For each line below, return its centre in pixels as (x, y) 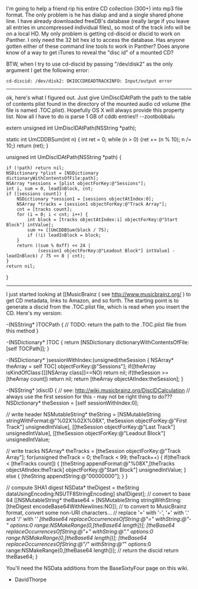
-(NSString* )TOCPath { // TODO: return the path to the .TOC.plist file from (96, 324)
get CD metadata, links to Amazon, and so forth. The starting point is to (93, 300)
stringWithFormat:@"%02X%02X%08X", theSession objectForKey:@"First (97, 420)
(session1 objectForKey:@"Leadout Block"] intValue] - (106, 251)
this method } (22, 331)
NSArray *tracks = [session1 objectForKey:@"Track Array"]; (92, 204)
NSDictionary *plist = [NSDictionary (52, 173)
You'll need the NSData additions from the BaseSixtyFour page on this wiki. (97, 568)
